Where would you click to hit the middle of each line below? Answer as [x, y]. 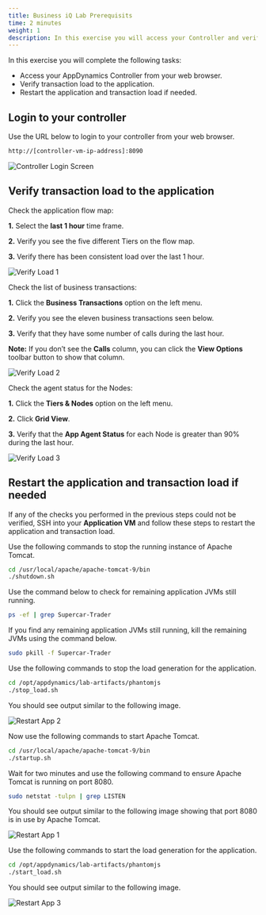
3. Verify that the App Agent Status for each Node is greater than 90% [124, 434]
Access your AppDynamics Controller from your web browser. [121, 75]
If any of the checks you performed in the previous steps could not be [122, 514]
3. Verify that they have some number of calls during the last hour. [116, 333]
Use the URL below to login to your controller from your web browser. [122, 136]
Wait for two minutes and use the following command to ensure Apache [125, 773]
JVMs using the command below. [63, 639]
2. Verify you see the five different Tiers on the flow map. [102, 241]
